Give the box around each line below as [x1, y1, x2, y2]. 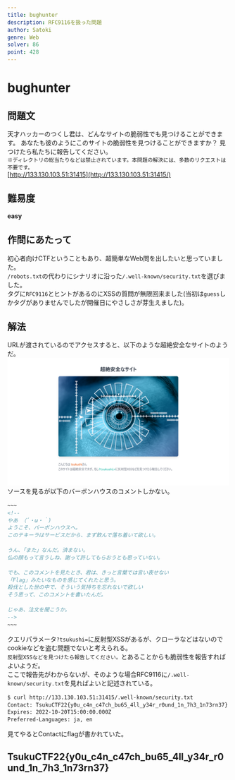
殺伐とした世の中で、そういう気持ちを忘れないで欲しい [7, 584, 144, 591]
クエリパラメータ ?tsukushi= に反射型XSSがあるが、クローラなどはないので [7, 635, 224, 643]
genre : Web [7, 34, 39, 41]
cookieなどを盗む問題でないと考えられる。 [7, 643, 132, 652]
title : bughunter [7, 11, 58, 18]
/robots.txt [7, 272, 42, 280]
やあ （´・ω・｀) [7, 517, 51, 524]
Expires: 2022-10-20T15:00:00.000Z [7, 709, 112, 716]
